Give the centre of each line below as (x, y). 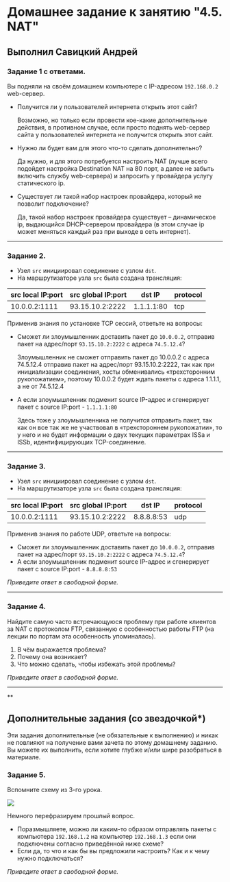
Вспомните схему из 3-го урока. (55, 789)
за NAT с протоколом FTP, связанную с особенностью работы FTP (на (111, 629)
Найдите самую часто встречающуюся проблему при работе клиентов (112, 621)
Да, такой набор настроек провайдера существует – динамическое (116, 217)
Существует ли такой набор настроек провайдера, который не (109, 196)
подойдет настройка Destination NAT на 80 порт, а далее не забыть (115, 168)
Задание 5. (26, 774)
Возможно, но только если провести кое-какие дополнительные (112, 120)
